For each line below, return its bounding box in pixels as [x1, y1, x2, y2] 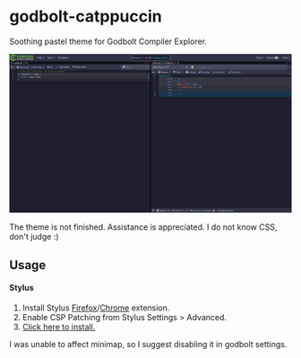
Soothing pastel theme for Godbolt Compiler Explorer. [9, 36, 208, 47]
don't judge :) [9, 231, 60, 242]
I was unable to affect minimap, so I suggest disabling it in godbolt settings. [9, 339, 288, 350]
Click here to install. [21, 321, 96, 333]
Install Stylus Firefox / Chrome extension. [21, 302, 170, 313]
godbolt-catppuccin [9, 6, 163, 27]
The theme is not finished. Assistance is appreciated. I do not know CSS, [9, 222, 278, 232]
